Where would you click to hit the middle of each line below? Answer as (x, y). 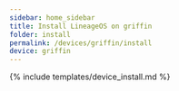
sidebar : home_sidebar (52, 18)
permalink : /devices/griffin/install (81, 43)
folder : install (40, 34)
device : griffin (40, 51)
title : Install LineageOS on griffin (81, 26)
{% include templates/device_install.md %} (90, 77)
